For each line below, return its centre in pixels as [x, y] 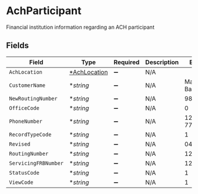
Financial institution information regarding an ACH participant [80, 27]
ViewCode [21, 182]
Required [126, 62]
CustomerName [27, 85]
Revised [20, 144]
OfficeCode [24, 108]
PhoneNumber [26, 121]
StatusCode [24, 173]
